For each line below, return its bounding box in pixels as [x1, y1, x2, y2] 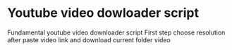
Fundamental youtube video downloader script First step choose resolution [7, 28, 226, 37]
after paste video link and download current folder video [7, 35, 171, 44]
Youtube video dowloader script [7, 5, 200, 21]
